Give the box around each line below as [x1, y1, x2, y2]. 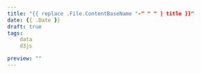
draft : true [7, 23, 42, 30]
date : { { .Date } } [7, 17, 61, 24]
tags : [7, 29, 23, 37]
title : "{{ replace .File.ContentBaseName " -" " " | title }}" [7, 10, 195, 17]
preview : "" [7, 55, 42, 63]
